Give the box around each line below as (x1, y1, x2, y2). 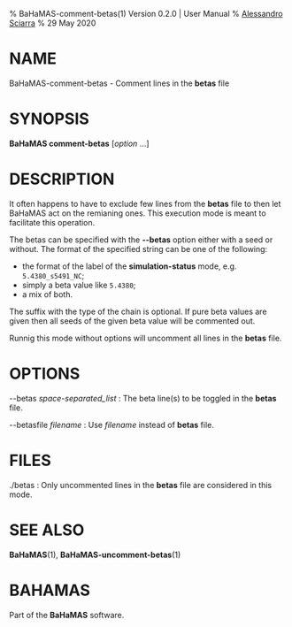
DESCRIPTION (9, 169, 115, 189)
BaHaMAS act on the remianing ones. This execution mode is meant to (9, 208, 267, 218)
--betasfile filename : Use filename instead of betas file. (9, 419, 215, 430)
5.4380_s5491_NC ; (21, 270, 85, 280)
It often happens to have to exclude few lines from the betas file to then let (9, 198, 281, 209)
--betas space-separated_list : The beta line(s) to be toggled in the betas (9, 393, 277, 403)
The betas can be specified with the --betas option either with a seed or (9, 234, 273, 245)
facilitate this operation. (9, 217, 96, 227)
